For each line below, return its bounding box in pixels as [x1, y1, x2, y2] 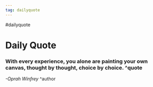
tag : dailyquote [5, 7, 40, 13]
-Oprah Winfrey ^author [5, 76, 56, 82]
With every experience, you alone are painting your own [5, 57, 148, 64]
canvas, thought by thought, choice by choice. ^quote [5, 64, 143, 71]
